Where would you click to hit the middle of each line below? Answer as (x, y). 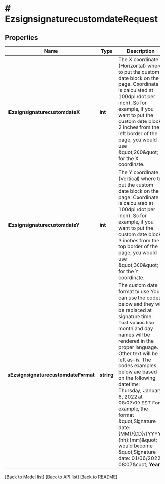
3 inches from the (139, 240)
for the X (128, 158)
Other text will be (138, 353)
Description (141, 51)
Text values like (136, 323)
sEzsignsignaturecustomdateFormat (51, 375)
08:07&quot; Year (139, 464)
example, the (133, 409)
